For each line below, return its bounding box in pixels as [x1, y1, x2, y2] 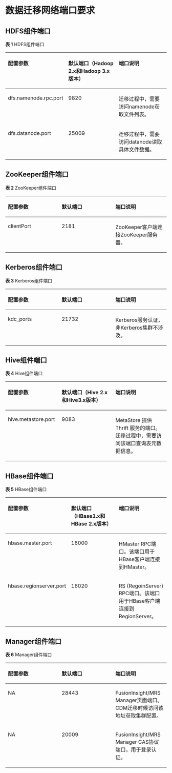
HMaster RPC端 [118, 540, 157, 547]
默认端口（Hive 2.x [61, 389, 108, 396]
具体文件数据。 [118, 146, 155, 153]
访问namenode [118, 103, 155, 110]
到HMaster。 [118, 563, 150, 571]
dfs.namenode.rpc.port [8, 94, 63, 101]
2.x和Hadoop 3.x [68, 68, 110, 74]
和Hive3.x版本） [61, 397, 101, 404]
